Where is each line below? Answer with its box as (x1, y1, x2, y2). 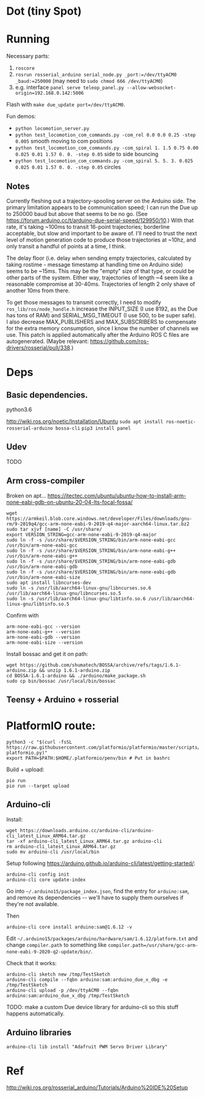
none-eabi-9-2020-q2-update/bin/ (6, 949, 92, 955)
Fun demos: (6, 113, 37, 120)
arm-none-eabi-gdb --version (6, 634, 81, 640)
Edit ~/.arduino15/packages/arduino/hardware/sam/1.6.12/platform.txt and (6, 935, 198, 942)
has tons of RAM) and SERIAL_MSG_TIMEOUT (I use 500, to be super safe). (6, 311, 196, 318)
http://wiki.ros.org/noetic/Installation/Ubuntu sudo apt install (6, 417, 164, 425)
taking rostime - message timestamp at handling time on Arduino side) (6, 261, 183, 268)
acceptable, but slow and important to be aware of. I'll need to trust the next (6, 229, 197, 237)
